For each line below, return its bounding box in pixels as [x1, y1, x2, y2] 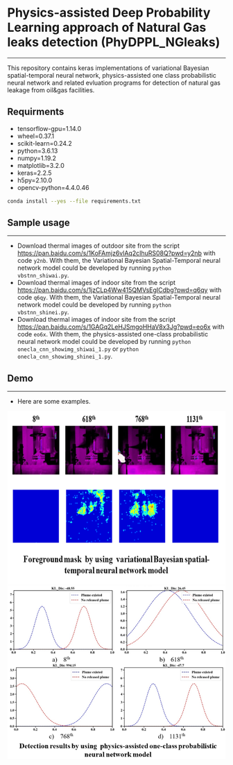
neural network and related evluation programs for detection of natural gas [7, 78, 221, 87]
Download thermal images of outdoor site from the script [17, 241, 180, 250]
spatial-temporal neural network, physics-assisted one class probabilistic [7, 71, 217, 79]
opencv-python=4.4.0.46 [17, 183, 89, 191]
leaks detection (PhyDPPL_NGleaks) [7, 35, 221, 50]
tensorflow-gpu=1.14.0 [17, 124, 82, 132]
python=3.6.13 [17, 146, 58, 155]
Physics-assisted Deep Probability [7, 5, 211, 21]
